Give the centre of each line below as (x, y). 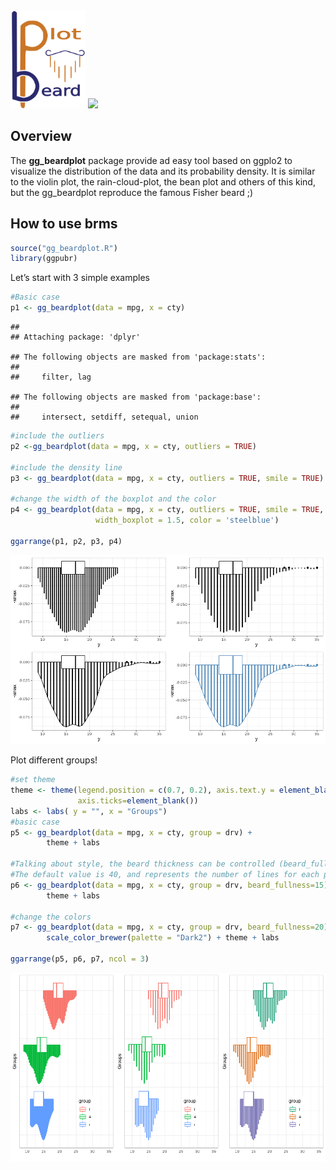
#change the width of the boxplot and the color (113, 499)
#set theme (33, 780)
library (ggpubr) (44, 259)
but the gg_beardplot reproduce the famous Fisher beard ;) (132, 192)
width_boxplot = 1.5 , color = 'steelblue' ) (187, 520)
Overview (41, 136)
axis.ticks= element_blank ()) (138, 800)
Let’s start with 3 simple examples (80, 278)
